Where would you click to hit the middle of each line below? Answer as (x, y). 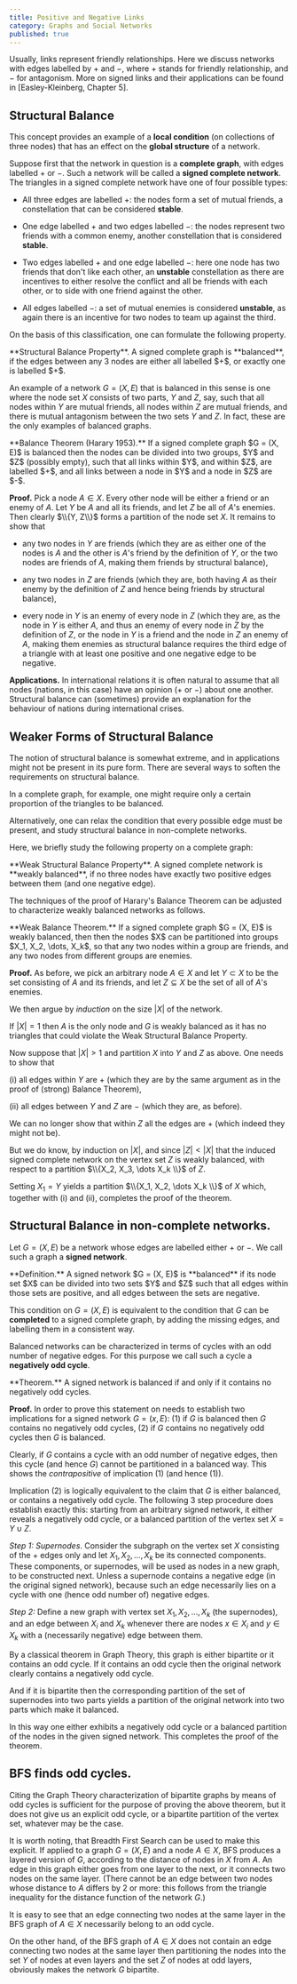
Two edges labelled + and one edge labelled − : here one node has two (151, 262)
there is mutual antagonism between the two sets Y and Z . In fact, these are (148, 416)
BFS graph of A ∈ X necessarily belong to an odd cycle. (112, 1924)
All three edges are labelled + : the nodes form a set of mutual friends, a (152, 200)
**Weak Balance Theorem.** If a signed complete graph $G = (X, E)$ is (141, 927)
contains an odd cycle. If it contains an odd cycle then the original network (145, 1664)
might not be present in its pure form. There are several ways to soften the (145, 767)
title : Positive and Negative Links (77, 17)
